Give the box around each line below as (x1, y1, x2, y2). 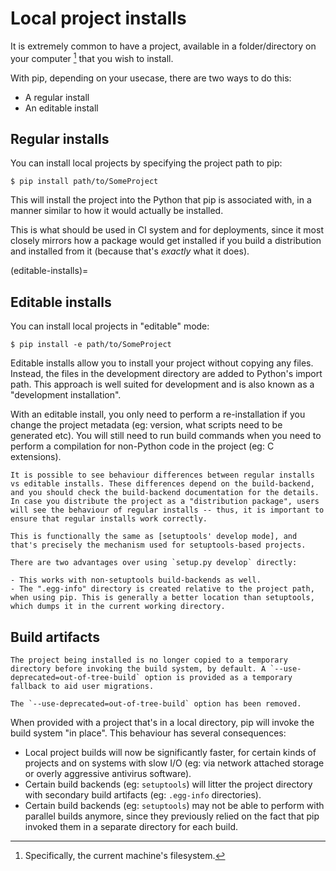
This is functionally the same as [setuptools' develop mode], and (10, 532, 298, 542)
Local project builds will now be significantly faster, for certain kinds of (24, 747, 317, 759)
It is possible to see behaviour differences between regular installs (10, 470, 315, 481)
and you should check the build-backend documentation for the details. (10, 488, 320, 498)
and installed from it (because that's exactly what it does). (10, 245, 250, 257)
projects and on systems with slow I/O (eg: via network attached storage (24, 757, 325, 769)
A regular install (24, 91, 90, 103)
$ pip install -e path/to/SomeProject (10, 340, 172, 350)
